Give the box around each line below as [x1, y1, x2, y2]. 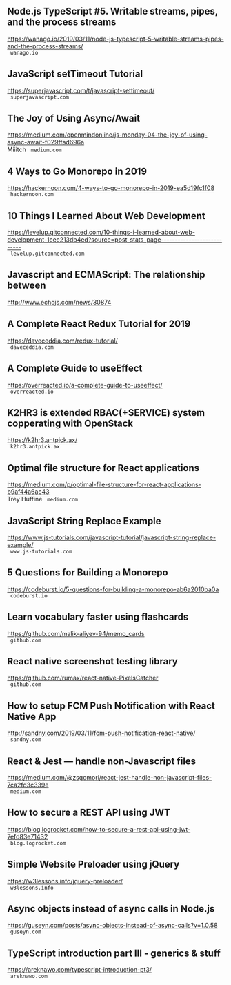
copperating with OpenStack [7, 417, 133, 429]
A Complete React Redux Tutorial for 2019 [7, 318, 191, 330]
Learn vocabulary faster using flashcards [7, 611, 189, 623]
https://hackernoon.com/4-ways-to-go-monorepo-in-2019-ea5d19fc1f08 [7, 184, 215, 192]
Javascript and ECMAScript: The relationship [7, 269, 205, 280]
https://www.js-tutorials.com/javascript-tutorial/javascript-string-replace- [7, 533, 216, 542]
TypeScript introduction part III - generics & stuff [7, 947, 221, 959]
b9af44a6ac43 [7, 488, 50, 496]
